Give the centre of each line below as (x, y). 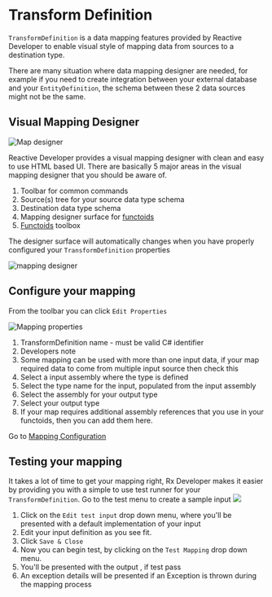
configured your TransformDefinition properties (90, 249)
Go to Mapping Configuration (57, 436)
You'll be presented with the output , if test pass (101, 567)
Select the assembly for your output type (89, 394)
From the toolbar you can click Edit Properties (88, 310)
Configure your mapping (72, 291)
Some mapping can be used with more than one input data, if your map (139, 359)
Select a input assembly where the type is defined (104, 377)
